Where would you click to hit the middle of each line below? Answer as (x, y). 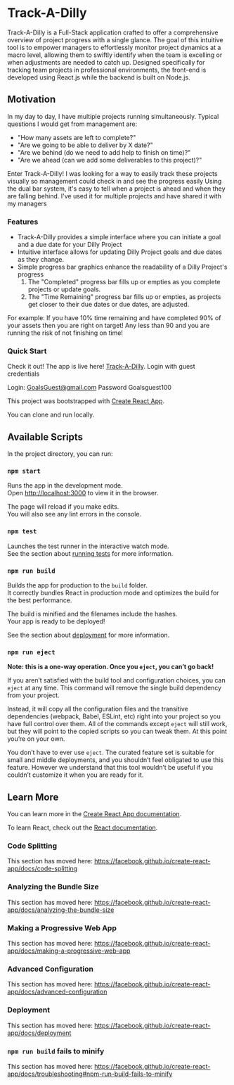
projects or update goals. (64, 289)
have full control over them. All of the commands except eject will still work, (117, 724)
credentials (24, 374)
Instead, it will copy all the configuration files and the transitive (98, 709)
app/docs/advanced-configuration (57, 992)
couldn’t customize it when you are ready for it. (76, 775)
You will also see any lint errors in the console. (74, 514)
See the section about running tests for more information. (90, 553)
